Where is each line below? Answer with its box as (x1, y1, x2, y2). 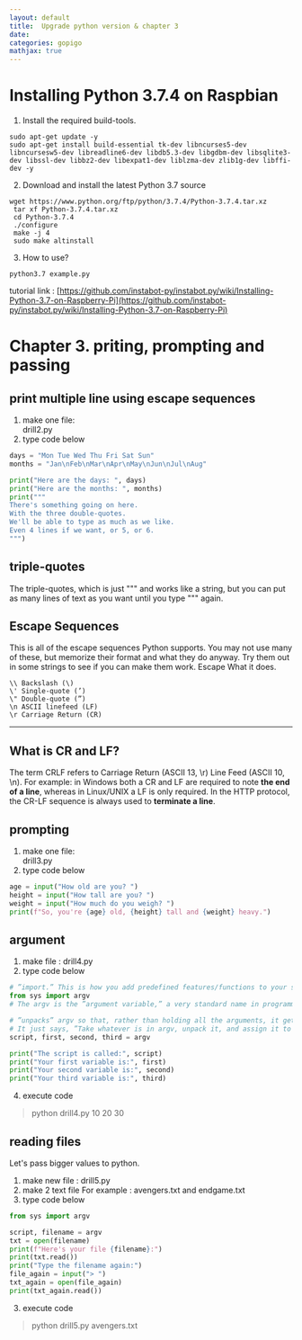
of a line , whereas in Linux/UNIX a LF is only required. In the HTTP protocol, (9, 786, 290, 797)
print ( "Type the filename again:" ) (9, 1261, 143, 1271)
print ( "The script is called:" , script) (9, 1049, 164, 1058)
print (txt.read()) (9, 1253, 78, 1262)
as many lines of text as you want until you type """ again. (9, 593, 224, 603)
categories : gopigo (9, 38, 83, 48)
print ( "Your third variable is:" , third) (9, 1074, 167, 1084)
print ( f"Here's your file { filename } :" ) (9, 1245, 164, 1254)
